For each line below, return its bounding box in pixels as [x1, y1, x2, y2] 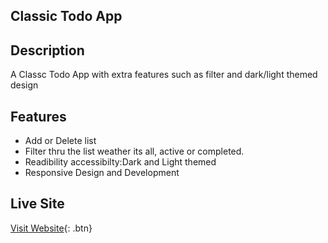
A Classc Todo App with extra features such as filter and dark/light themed [10, 69, 318, 81]
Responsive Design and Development [24, 167, 180, 179]
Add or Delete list [24, 135, 97, 147]
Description [10, 42, 85, 59]
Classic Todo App [10, 8, 123, 25]
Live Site [10, 195, 65, 213]
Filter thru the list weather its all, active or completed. [24, 145, 245, 158]
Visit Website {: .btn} [10, 222, 93, 234]
